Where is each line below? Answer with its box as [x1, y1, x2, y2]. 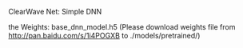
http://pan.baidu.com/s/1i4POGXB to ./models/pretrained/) [8, 31, 201, 40]
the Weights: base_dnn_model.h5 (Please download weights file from [8, 22, 236, 31]
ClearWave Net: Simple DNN [8, 7, 102, 16]
